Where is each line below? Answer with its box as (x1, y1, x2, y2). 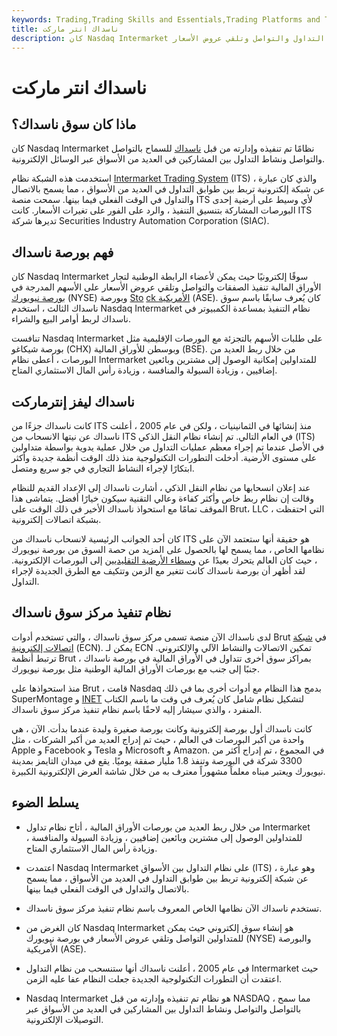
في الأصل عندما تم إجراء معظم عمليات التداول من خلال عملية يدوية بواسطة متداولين (11, 441, 325, 453)
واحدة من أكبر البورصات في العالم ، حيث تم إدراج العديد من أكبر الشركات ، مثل (11, 733, 305, 745)
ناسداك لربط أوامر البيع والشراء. (11, 313, 132, 325)
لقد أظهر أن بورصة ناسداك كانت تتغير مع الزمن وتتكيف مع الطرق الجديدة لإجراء (11, 565, 306, 576)
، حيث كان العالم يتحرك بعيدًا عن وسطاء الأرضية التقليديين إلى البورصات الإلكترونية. (11, 554, 318, 566)
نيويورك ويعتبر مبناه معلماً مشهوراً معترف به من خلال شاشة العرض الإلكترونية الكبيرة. (11, 765, 326, 777)
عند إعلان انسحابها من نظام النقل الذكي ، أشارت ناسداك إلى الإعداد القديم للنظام (11, 482, 311, 493)
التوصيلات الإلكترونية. (25, 1013, 104, 1025)
